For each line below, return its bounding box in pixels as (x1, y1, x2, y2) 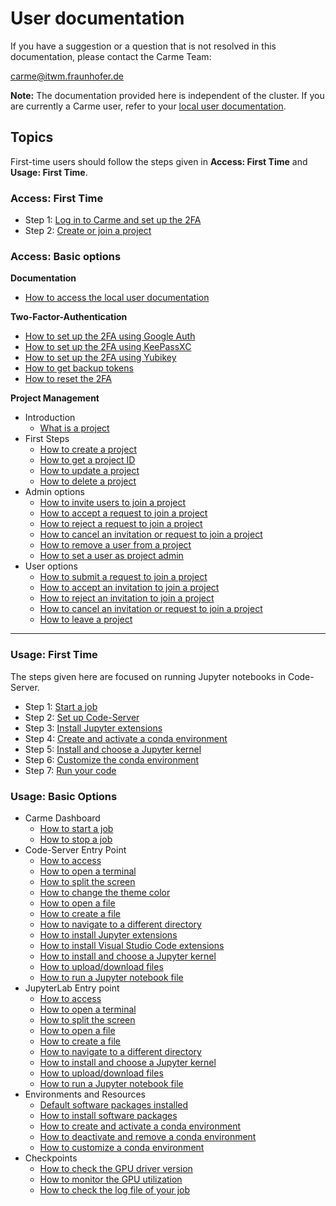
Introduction (24, 412, 76, 424)
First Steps (24, 433, 70, 445)
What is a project (39, 422, 110, 434)
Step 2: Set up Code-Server (24, 711, 140, 723)
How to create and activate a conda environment (39, 1120, 242, 1132)
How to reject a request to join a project (39, 518, 203, 530)
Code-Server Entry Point (24, 843, 127, 856)
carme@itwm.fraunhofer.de (10, 70, 124, 82)
